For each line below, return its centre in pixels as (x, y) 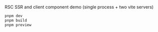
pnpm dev (14, 16)
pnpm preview (18, 25)
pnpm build (16, 20)
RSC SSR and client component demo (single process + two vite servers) (79, 7)
